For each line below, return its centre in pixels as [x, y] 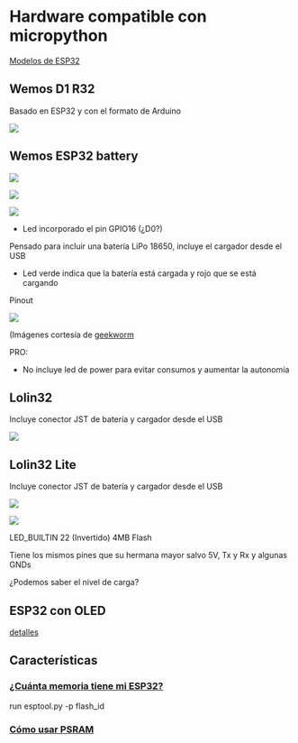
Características [54, 660]
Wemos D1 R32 [52, 89]
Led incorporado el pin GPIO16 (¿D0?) [93, 228]
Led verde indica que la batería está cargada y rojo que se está [139, 273]
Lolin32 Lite [43, 465]
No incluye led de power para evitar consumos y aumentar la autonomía [156, 369]
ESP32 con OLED [58, 610]
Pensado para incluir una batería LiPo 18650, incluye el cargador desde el [145, 246]
